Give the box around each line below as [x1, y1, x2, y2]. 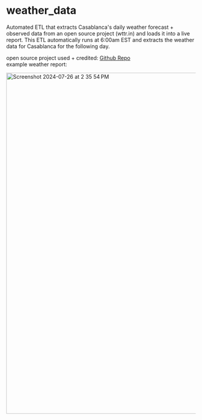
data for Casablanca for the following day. [6, 43, 110, 50]
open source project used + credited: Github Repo [6, 54, 130, 61]
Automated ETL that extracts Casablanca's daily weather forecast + [6, 23, 174, 31]
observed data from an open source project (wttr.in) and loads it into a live [6, 29, 191, 37]
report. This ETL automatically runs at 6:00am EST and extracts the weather [6, 36, 195, 43]
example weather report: [6, 61, 67, 68]
